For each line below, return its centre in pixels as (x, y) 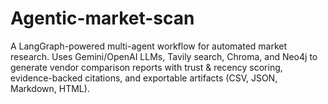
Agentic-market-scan (102, 18)
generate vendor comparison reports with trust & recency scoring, (146, 67)
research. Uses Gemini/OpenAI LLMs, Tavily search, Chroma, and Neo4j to (164, 56)
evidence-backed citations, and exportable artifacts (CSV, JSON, (144, 78)
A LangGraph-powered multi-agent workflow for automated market (149, 46)
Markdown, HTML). (50, 88)
